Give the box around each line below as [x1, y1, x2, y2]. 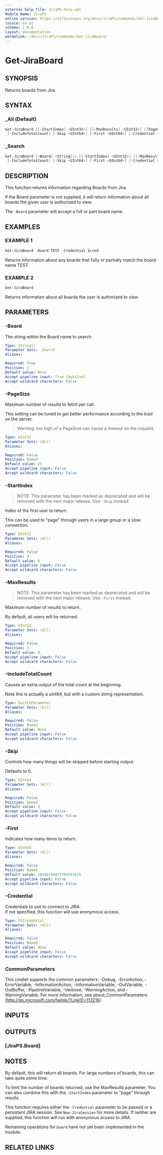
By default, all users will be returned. [5, 614, 79, 620]
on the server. [5, 416, 33, 422]
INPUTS [5, 1011, 29, 1020]
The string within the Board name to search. [5, 333, 93, 340]
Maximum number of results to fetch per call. [5, 401, 95, 407]
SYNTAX [5, 101, 33, 110]
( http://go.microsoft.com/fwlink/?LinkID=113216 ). [5, 997, 103, 1003]
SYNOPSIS [5, 74, 38, 82]
